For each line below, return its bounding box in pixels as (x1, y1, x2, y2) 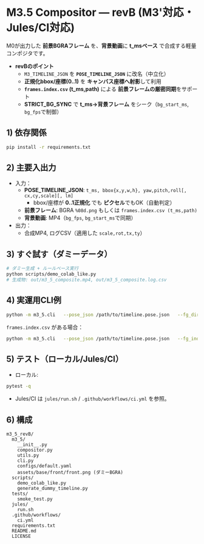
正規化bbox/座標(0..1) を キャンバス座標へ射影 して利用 (24, 77, 162, 85)
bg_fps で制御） (24, 108, 63, 115)
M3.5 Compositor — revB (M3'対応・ (6, 5, 195, 19)
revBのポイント (15, 62, 54, 70)
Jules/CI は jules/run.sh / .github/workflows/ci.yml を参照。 (15, 395, 170, 402)
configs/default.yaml (17, 463, 72, 469)
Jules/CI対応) (6, 21, 75, 35)
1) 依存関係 (6, 128, 47, 138)
